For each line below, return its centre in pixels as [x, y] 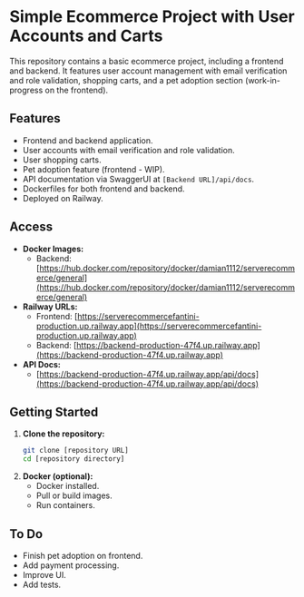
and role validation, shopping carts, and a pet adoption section [126, 80]
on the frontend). [77, 90]
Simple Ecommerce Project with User [152, 17]
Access [31, 227]
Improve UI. [44, 574]
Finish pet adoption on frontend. [83, 555]
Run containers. [65, 505]
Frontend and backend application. [88, 140]
